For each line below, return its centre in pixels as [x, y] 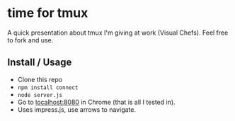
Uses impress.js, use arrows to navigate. [77, 109]
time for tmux [48, 13]
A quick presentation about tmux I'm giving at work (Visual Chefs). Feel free [118, 33]
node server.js [40, 95]
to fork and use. [30, 40]
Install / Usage [40, 63]
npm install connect [48, 87]
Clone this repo [40, 79]
